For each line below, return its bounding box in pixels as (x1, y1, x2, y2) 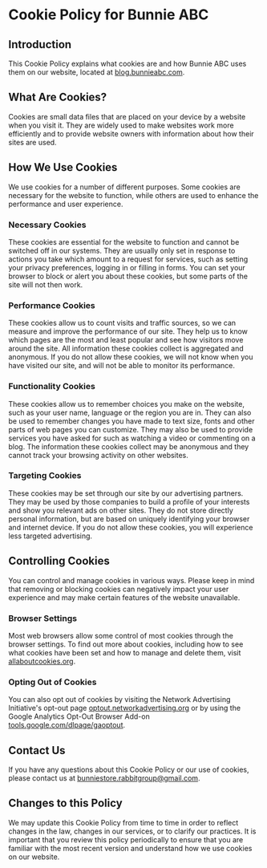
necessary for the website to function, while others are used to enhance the (8, 190, 259, 200)
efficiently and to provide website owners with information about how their (8, 128, 254, 138)
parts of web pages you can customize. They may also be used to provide (8, 424, 253, 434)
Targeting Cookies (8, 470, 82, 481)
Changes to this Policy (8, 797, 123, 810)
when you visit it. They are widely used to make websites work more (8, 120, 234, 130)
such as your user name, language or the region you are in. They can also (8, 408, 252, 417)
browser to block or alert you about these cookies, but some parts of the (8, 271, 249, 281)
